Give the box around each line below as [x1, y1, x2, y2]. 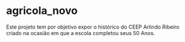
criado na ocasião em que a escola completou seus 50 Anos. [6, 29, 155, 36]
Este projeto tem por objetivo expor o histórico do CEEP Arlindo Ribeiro [6, 23, 180, 30]
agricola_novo [6, 4, 78, 17]
